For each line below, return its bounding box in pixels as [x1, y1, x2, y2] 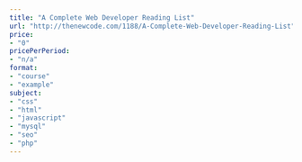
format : [9, 64, 39, 73]
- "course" [9, 72, 50, 81]
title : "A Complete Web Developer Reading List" [9, 13, 195, 22]
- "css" [9, 96, 39, 106]
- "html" [9, 105, 42, 114]
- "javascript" [9, 113, 67, 122]
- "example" [9, 80, 54, 89]
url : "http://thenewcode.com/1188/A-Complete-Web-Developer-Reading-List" [9, 22, 296, 31]
